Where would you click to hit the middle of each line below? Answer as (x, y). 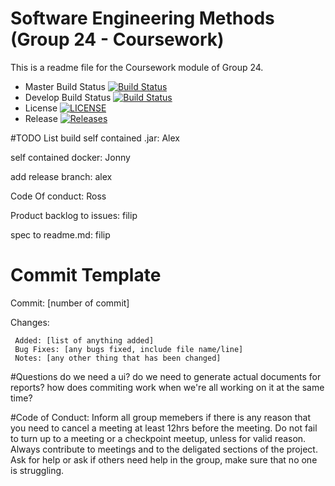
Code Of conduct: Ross (58, 196)
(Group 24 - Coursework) (117, 39)
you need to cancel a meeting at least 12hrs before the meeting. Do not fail (164, 428)
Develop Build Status (68, 97)
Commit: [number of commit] (70, 303)
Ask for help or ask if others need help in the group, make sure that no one (164, 459)
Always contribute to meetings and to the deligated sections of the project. (164, 449)
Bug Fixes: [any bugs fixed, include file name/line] (129, 349)
